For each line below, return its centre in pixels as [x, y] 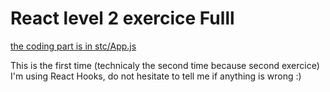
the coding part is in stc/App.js [73, 46]
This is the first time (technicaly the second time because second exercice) [165, 65]
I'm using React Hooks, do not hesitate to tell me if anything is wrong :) [156, 76]
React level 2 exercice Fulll [122, 18]
